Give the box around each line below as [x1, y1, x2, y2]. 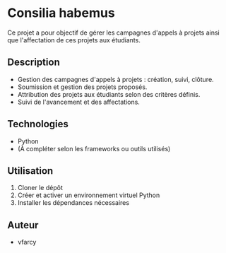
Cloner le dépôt [17, 184, 64, 192]
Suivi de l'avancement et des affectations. [17, 98, 140, 106]
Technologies [7, 118, 69, 130]
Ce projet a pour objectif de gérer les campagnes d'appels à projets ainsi [7, 28, 220, 37]
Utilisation [7, 165, 54, 177]
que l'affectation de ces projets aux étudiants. [7, 35, 141, 44]
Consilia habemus [7, 5, 115, 21]
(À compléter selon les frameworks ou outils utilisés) [17, 144, 171, 153]
